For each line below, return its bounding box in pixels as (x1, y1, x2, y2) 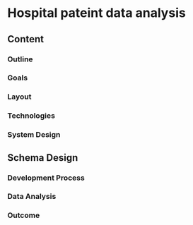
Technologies (7, 111, 55, 121)
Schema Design (7, 152, 78, 164)
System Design (7, 130, 61, 140)
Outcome (7, 210, 40, 220)
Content (7, 33, 45, 45)
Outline (7, 54, 33, 64)
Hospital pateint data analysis (7, 5, 186, 21)
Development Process (7, 173, 85, 183)
